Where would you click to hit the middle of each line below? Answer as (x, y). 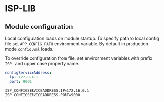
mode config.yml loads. (29, 49)
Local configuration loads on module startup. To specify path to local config (82, 38)
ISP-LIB (20, 9)
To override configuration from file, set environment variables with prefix (79, 58)
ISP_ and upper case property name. (42, 64)
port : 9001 (21, 81)
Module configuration (39, 27)
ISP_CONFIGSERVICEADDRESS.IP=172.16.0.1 (47, 90)
